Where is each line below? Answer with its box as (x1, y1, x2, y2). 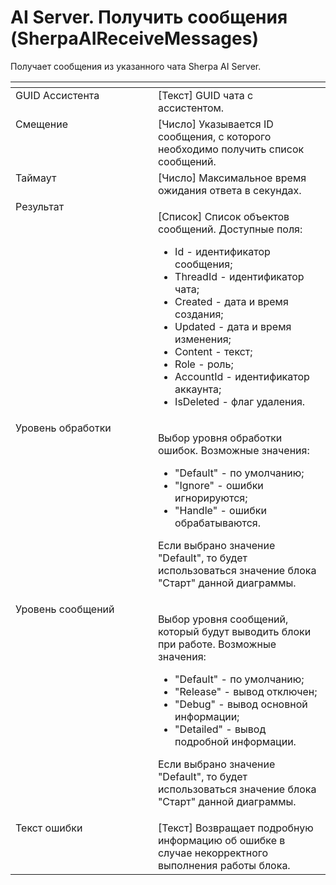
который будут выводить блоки (157, 624, 312, 638)
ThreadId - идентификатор (174, 269, 305, 283)
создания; (174, 307, 224, 321)
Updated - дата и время (174, 319, 292, 333)
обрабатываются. (174, 516, 261, 530)
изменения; (174, 332, 232, 346)
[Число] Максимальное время (157, 171, 307, 185)
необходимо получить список (157, 142, 305, 156)
